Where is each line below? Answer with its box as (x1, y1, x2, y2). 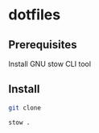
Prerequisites (8, 38, 77, 52)
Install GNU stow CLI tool (8, 59, 91, 69)
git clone (8, 103, 42, 112)
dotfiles (8, 6, 61, 24)
